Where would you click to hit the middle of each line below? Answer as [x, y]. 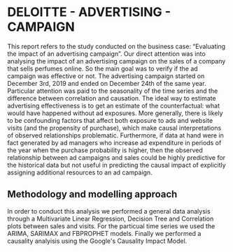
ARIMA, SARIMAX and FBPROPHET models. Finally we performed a [104, 233]
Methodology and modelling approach [92, 194]
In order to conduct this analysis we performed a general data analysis [109, 211]
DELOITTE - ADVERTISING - [89, 12]
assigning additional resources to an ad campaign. [80, 172]
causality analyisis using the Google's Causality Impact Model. [97, 241]
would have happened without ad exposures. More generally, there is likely [115, 113]
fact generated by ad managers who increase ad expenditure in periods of [114, 142]
